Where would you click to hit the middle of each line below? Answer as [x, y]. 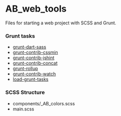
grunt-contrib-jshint [33, 58]
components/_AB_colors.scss [44, 103]
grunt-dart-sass [29, 47]
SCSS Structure [25, 93]
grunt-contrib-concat [35, 63]
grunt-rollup [25, 68]
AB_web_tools [36, 9]
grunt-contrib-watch [34, 74]
